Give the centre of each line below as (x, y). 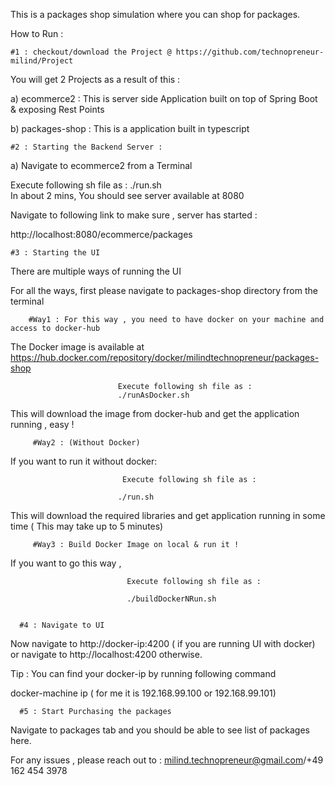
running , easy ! (42, 424)
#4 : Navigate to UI (62, 625)
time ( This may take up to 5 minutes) (87, 526)
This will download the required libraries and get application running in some (168, 515)
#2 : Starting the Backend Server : (86, 147)
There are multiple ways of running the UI (96, 271)
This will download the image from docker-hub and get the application (155, 413)
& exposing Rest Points (57, 109)
